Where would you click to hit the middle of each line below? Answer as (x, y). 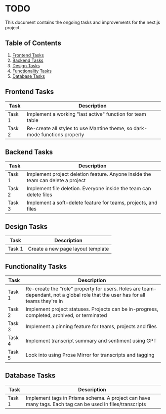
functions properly (63, 134)
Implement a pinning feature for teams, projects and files (91, 326)
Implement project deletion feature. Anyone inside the (89, 174)
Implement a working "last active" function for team (87, 114)
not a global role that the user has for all (100, 295)
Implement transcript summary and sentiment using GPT (91, 341)
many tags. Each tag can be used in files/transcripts (86, 404)
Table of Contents (33, 43)
